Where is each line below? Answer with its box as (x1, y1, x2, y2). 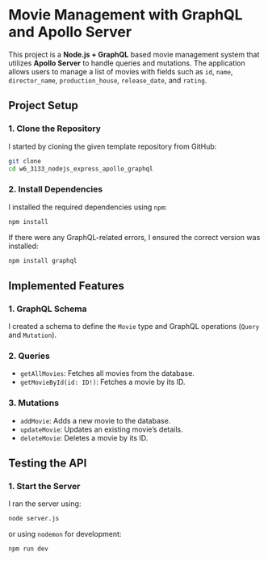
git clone (8, 157, 42, 165)
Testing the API (8, 457, 87, 470)
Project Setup (8, 99, 79, 112)
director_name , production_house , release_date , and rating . (8, 75, 207, 85)
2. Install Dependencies (8, 183, 103, 195)
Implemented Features (8, 279, 125, 293)
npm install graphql (8, 256, 78, 264)
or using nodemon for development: (8, 529, 122, 539)
